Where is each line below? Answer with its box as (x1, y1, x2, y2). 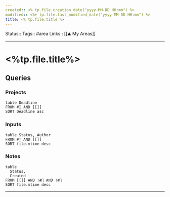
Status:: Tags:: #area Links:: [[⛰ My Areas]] (5, 31, 96, 37)
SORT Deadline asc (5, 109, 44, 114)
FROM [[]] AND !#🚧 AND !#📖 (5, 178, 62, 183)
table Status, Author (5, 132, 51, 137)
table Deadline (5, 100, 37, 105)
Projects (5, 89, 26, 96)
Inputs (5, 121, 22, 128)
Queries (5, 73, 31, 82)
